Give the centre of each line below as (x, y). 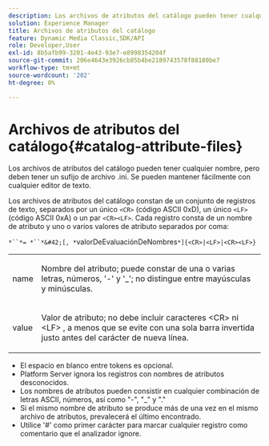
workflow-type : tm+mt (44, 68)
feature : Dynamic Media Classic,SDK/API (77, 38)
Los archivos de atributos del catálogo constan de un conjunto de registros (132, 201)
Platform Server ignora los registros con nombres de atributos (122, 374)
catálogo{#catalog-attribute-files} (126, 146)
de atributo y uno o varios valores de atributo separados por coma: (119, 227)
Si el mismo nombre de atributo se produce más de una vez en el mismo (139, 408)
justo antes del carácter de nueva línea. (115, 338)
